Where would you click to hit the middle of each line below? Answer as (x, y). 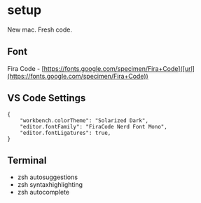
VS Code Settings (47, 98)
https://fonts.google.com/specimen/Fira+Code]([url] (119, 68)
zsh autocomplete (43, 192)
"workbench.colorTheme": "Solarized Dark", (84, 120)
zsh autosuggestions (48, 177)
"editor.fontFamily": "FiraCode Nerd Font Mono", (94, 126)
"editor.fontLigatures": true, (65, 133)
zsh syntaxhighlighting (50, 185)
